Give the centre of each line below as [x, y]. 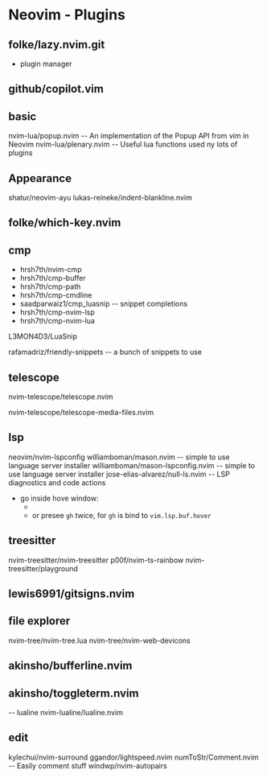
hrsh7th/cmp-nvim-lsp [57, 312]
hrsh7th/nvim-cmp [51, 270]
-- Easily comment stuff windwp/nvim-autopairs [88, 765]
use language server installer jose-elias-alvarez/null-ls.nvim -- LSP [119, 474]
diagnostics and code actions [57, 482]
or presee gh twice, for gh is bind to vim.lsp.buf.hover [121, 515]
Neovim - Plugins [67, 15]
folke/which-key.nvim [65, 223]
